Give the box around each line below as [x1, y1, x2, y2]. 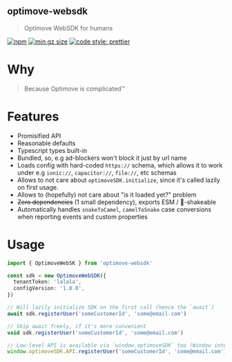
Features [7, 109, 59, 124]
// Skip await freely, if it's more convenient [7, 323, 147, 329]
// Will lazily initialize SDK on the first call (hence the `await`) [7, 304, 215, 311]
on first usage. [17, 183, 59, 191]
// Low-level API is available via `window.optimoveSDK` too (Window [7, 342, 212, 349]
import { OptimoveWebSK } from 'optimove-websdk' [7, 260, 153, 266]
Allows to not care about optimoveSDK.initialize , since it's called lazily [17, 176, 221, 184]
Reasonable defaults [17, 138, 76, 147]
